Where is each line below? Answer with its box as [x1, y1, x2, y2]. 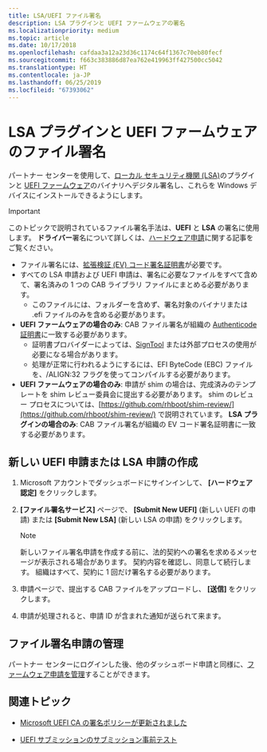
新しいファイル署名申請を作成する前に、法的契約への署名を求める [19, 548, 237, 557]
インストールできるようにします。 [35, 191, 147, 200]
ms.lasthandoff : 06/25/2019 [8, 78, 102, 86]
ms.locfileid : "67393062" [8, 85, 94, 94]
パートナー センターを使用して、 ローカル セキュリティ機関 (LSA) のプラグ [8, 171, 249, 180]
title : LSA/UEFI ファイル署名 [8, 11, 101, 20]
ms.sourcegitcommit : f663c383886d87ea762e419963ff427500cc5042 [8, 57, 223, 65]
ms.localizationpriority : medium [8, 26, 120, 34]
